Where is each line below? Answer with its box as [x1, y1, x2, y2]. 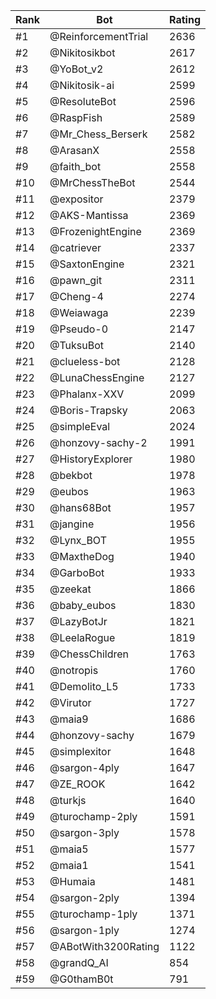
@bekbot [49, 469, 93, 482]
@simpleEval [49, 420, 111, 433]
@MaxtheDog [49, 550, 115, 563]
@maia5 [49, 842, 89, 856]
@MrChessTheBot [49, 176, 136, 189]
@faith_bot [49, 160, 102, 173]
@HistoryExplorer [49, 452, 133, 466]
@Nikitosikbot [49, 46, 116, 59]
